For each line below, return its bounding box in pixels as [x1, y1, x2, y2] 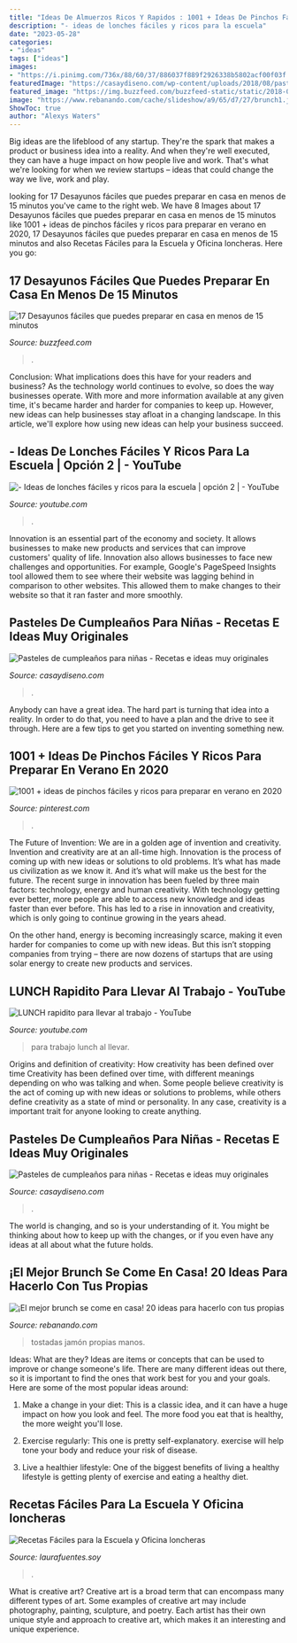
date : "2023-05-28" [9, 29, 81, 38]
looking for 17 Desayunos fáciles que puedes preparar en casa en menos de [9, 191, 286, 202]
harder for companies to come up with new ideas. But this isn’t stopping [9, 939, 271, 950]
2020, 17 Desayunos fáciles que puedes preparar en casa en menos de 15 [9, 229, 278, 239]
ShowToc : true [9, 104, 62, 113]
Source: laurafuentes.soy [9, 1552, 102, 1562]
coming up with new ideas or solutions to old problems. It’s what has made [9, 856, 281, 867]
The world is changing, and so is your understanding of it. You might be [9, 1220, 270, 1231]
